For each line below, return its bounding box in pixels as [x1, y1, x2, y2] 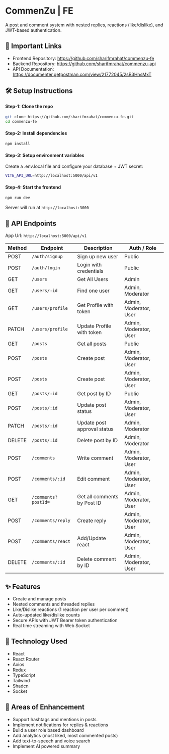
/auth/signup [32, 254, 63, 260]
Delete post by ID [77, 437, 118, 444]
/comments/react [32, 539, 70, 544]
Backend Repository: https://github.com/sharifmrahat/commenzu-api [12, 61, 156, 67]
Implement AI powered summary [12, 743, 80, 749]
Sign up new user [77, 253, 119, 260]
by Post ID [77, 499, 102, 506]
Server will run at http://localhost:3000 [5, 205, 89, 211]
